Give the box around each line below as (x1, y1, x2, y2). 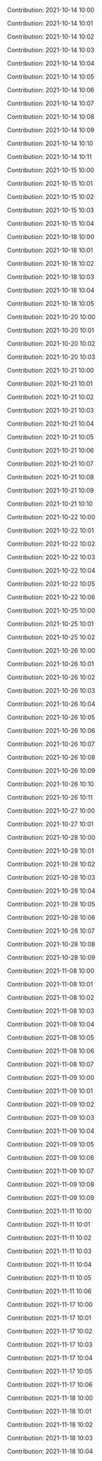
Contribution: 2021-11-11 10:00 (7, 1207, 92, 1215)
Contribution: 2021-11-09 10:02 (7, 1100, 94, 1108)
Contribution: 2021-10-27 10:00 (7, 807, 95, 815)
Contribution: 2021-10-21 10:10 (7, 499, 93, 508)
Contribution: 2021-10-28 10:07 (7, 926, 95, 935)
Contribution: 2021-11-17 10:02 (7, 1327, 93, 1335)
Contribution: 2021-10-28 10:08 (7, 940, 96, 948)
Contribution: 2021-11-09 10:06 (7, 1154, 94, 1161)
